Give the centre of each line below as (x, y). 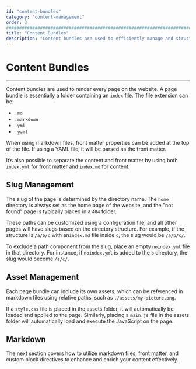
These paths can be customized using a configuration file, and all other (92, 222)
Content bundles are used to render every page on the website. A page (92, 89)
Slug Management (40, 185)
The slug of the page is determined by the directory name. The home (87, 199)
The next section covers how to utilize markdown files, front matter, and (92, 353)
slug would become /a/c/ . (38, 259)
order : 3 (17, 22)
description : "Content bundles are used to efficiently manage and (90, 39)
